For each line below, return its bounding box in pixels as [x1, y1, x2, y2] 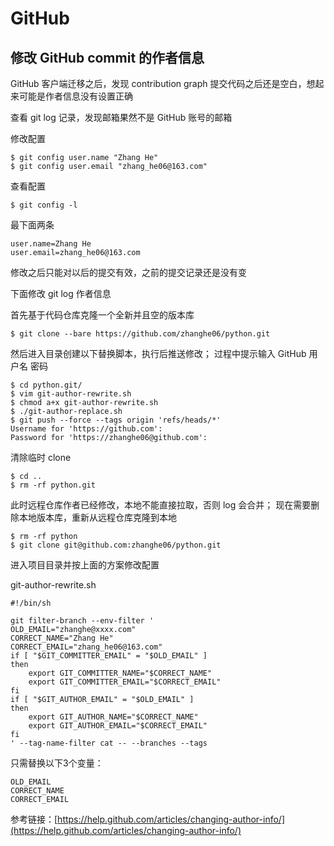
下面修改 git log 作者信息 [10, 288, 112, 299]
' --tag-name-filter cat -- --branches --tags [10, 738, 208, 748]
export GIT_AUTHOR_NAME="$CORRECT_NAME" [28, 712, 199, 722]
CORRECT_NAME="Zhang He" [10, 633, 114, 643]
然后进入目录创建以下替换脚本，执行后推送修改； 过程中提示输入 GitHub [10, 348, 307, 359]
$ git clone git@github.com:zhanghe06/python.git [10, 540, 222, 550]
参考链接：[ [10, 813, 58, 825]
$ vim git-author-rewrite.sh [10, 389, 132, 399]
